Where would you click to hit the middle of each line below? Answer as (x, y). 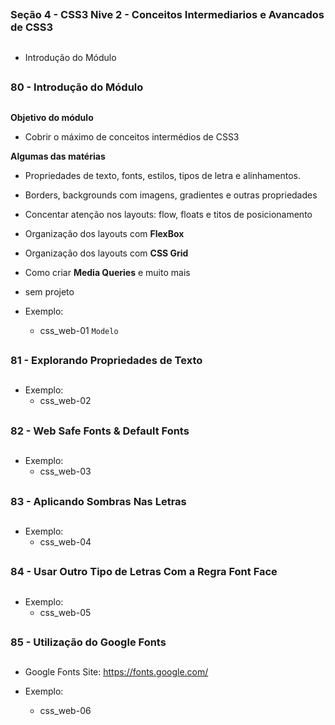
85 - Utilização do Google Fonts (88, 642)
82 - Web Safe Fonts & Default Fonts (100, 431)
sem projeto (49, 291)
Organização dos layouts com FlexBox (104, 233)
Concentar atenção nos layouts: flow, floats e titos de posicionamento (168, 214)
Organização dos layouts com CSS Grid (106, 253)
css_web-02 (65, 401)
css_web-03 (65, 471)
